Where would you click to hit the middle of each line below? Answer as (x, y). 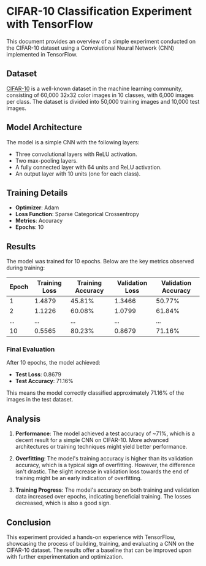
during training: (26, 268)
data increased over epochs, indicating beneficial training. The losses (103, 497)
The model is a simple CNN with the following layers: (73, 142)
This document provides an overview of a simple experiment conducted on (101, 41)
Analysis (24, 419)
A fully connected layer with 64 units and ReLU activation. (88, 167)
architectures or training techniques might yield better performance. (101, 447)
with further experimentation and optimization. (65, 557)
